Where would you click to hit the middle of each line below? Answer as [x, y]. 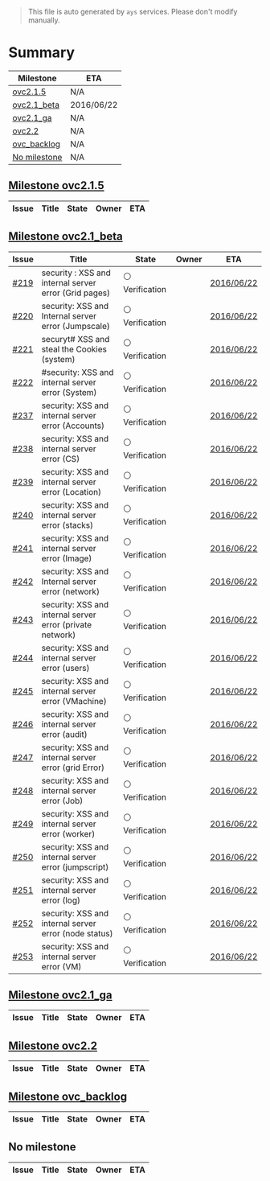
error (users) [65, 668]
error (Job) [62, 800]
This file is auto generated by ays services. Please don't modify [133, 12]
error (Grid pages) [76, 293]
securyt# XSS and [76, 339]
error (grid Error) [73, 767]
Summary [41, 53]
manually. [44, 20]
